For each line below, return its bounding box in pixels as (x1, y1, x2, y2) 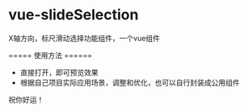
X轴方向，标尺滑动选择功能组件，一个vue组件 (8, 33, 160, 43)
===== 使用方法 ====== (8, 50, 93, 60)
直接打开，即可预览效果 (19, 67, 99, 77)
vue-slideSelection (8, 6, 139, 24)
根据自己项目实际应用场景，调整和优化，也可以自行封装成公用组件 (19, 77, 240, 87)
